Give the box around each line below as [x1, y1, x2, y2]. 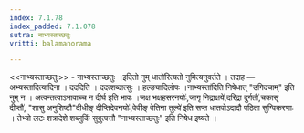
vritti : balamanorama [9, 38, 92, 48]
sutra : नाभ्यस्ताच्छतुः [9, 30, 71, 39]
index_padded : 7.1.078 [9, 22, 96, 31]
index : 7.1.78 [9, 13, 64, 23]
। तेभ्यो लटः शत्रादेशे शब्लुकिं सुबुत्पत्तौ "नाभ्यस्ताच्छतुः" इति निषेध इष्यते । [9, 113, 217, 124]
